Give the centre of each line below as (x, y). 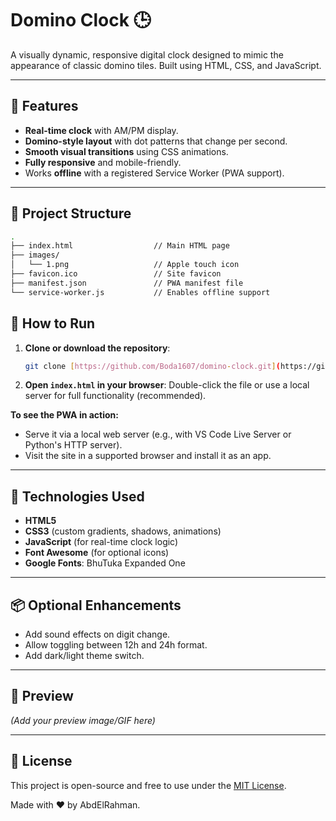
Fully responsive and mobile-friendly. (103, 162)
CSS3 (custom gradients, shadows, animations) (123, 531)
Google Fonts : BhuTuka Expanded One (105, 563)
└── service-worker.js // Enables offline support (140, 292)
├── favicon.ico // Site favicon (116, 274)
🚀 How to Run (53, 323)
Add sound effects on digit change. (97, 634)
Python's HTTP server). (73, 445)
